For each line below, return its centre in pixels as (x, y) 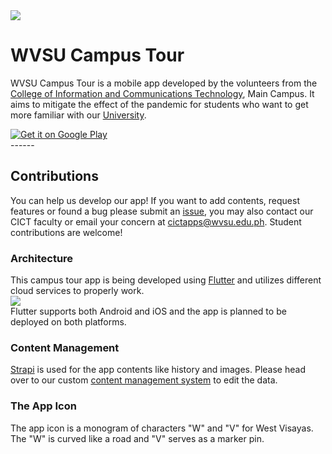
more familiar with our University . (78, 115)
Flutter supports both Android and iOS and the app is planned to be (148, 311)
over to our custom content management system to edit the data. (144, 380)
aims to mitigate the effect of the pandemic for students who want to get (159, 104)
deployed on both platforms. (68, 322)
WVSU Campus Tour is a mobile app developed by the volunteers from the (164, 83)
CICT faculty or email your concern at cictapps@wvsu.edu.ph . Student (156, 221)
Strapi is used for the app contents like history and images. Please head (158, 370)
